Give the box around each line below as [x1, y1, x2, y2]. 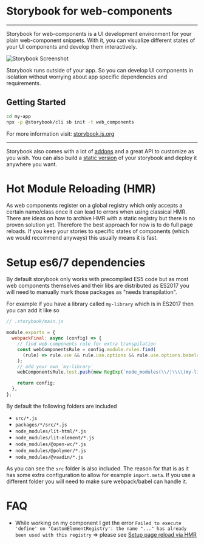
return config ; [17, 380, 56, 386]
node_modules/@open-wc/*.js [15, 441, 86, 447]
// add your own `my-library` [17, 363, 94, 369]
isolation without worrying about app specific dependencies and [6, 73, 168, 80]
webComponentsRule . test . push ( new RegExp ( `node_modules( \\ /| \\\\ [17, 369, 183, 375]
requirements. [6, 79, 41, 86]
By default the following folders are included [6, 402, 117, 410]
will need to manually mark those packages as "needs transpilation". [6, 288, 177, 296]
